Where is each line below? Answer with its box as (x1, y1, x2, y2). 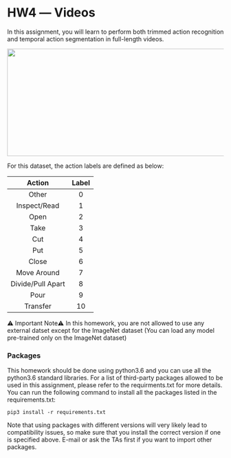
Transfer (23, 301, 52, 311)
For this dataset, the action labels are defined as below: (7, 162, 164, 170)
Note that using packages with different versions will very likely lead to (7, 421, 208, 429)
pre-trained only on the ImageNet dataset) (7, 334, 127, 342)
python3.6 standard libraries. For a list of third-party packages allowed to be (7, 373, 223, 382)
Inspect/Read (16, 201, 60, 210)
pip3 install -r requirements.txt (7, 409, 107, 416)
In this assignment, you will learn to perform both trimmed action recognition (7, 28, 224, 36)
